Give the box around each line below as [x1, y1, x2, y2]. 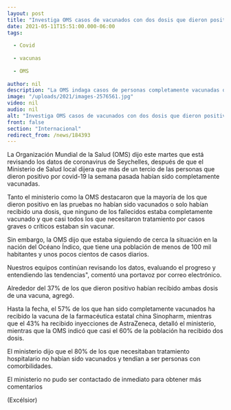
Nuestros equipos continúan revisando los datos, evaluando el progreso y [7, 263, 217, 272]
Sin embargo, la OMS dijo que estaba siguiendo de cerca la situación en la [7, 235, 218, 244]
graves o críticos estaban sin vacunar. [7, 222, 115, 230]
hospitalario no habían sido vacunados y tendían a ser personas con [7, 355, 201, 363]
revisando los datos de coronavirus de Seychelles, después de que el [7, 158, 204, 166]
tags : [7, 29, 23, 36]
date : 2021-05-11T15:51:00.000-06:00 [7, 23, 115, 30]
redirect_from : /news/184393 [7, 131, 91, 138]
